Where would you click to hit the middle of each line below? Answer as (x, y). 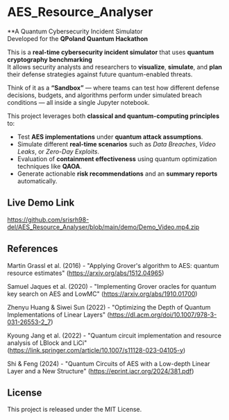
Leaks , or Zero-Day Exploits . (58, 151)
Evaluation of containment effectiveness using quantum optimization (117, 159)
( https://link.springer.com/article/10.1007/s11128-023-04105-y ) (96, 350)
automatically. (37, 180)
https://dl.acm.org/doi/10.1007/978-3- (163, 314)
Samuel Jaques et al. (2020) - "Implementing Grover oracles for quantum (112, 286)
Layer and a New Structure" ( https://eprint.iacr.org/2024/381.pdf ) (101, 371)
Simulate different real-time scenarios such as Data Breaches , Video (117, 144)
